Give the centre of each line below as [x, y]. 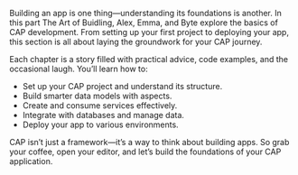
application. [31, 161]
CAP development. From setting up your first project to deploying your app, [149, 32]
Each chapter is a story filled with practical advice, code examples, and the [149, 59]
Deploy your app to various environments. [100, 124]
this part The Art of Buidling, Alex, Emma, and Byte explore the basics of [144, 23]
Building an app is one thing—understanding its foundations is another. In [146, 13]
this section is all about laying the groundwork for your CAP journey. [136, 41]
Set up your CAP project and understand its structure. [122, 86]
